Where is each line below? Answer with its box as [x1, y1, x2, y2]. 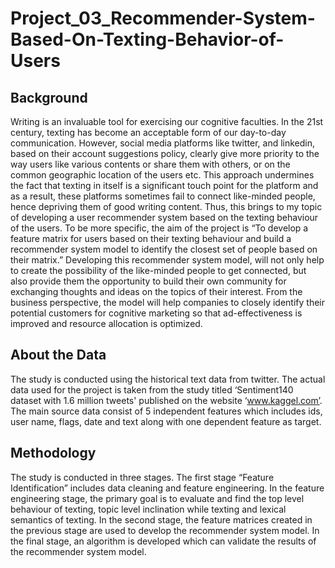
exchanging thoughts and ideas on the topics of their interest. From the [10, 286, 303, 297]
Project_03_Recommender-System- [10, 7, 316, 30]
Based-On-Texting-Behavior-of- [10, 28, 285, 51]
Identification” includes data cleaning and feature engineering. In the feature [10, 482, 325, 494]
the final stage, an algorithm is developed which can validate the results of [10, 535, 317, 547]
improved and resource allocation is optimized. [10, 318, 203, 329]
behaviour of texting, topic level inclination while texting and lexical [10, 503, 287, 515]
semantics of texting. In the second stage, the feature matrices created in [10, 513, 313, 526]
